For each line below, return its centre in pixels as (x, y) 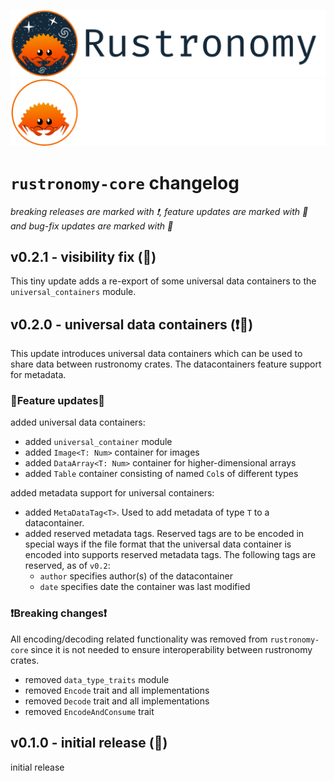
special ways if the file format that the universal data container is (158, 544)
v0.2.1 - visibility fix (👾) (83, 256)
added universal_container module (98, 442)
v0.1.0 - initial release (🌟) (89, 743)
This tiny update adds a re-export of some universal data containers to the (163, 281)
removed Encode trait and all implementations (117, 690)
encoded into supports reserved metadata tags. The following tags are (170, 555)
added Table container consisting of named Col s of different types (161, 474)
